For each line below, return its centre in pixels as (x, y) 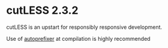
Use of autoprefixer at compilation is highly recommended (78, 38)
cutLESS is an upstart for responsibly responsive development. (84, 27)
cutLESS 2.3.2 (42, 10)
